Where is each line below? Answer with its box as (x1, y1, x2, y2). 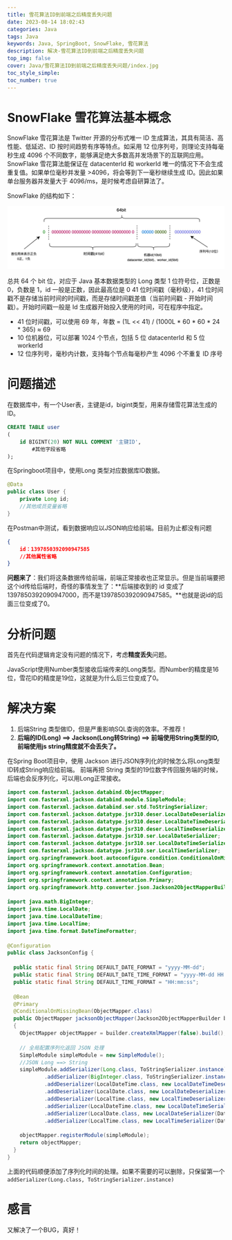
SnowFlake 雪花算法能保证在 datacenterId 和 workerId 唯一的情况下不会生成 (7, 160, 223, 168)
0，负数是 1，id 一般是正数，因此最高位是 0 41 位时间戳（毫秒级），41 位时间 (7, 286, 224, 294)
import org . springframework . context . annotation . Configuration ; (7, 869, 193, 876)
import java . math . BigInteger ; (7, 898, 95, 906)
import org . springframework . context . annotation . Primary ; (7, 876, 175, 884)
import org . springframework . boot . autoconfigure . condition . (7, 855, 181, 861)
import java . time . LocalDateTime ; (7, 913, 104, 920)
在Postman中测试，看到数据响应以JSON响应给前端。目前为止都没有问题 (7, 523, 212, 532)
